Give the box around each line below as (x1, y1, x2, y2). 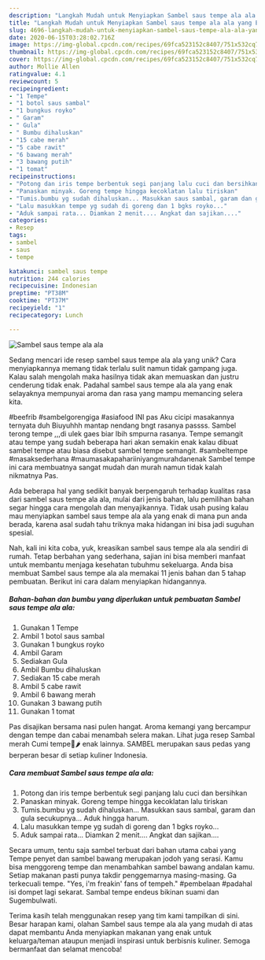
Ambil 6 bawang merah (20, 690, 97, 699)
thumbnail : (9, 48, 45, 56)
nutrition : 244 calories (9, 275, 90, 283)
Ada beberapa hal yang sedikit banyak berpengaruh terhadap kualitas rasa (9, 486, 251, 495)
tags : (9, 232, 27, 239)
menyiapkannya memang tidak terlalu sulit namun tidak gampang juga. (9, 363, 238, 373)
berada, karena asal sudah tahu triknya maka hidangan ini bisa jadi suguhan (9, 519, 255, 528)
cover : (9, 56, 31, 64)
